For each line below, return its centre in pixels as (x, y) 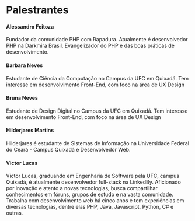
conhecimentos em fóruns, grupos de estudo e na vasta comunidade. (90, 194)
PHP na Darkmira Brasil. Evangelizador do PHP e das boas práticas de (90, 46)
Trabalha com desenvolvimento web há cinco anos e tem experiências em (95, 201)
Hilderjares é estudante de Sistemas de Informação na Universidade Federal (98, 143)
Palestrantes (37, 10)
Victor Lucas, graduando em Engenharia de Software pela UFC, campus (93, 176)
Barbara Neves (25, 65)
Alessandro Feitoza (30, 26)
